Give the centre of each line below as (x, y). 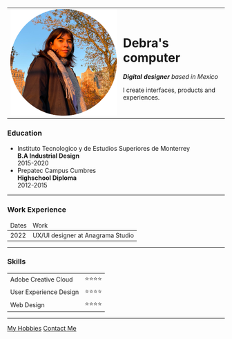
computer (152, 58)
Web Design (27, 304)
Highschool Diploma (47, 178)
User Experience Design (45, 292)
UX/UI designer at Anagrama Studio (83, 235)
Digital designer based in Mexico (171, 77)
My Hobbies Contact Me (42, 328)
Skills (17, 262)
